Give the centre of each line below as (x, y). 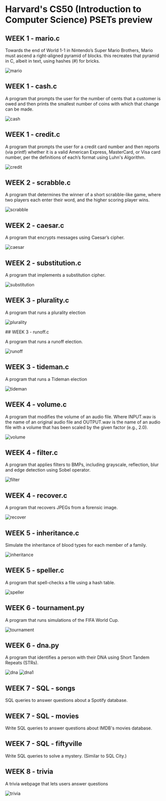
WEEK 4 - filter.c (32, 452)
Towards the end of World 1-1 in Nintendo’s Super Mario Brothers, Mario (79, 50)
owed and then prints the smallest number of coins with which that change (82, 104)
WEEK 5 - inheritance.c (42, 533)
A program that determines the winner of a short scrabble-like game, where (83, 195)
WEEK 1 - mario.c (32, 38)
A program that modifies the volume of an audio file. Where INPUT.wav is (80, 417)
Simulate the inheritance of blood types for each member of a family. (76, 545)
